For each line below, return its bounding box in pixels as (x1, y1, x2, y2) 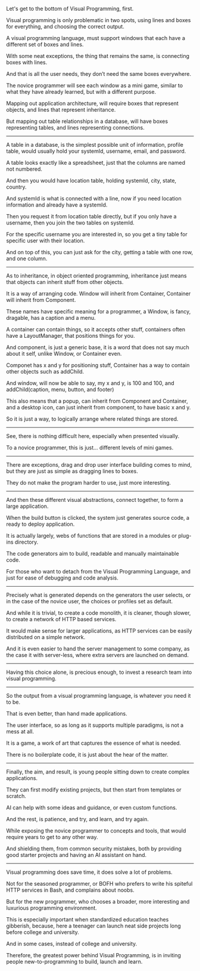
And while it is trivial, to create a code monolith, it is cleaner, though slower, (6, 609, 191, 616)
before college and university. (6, 929, 79, 936)
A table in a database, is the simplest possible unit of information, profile (6, 141, 183, 148)
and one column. (6, 255, 48, 262)
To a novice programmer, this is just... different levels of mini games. (6, 444, 174, 451)
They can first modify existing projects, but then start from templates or (6, 786, 182, 793)
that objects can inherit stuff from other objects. (6, 279, 124, 285)
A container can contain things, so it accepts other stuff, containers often (6, 326, 186, 333)
